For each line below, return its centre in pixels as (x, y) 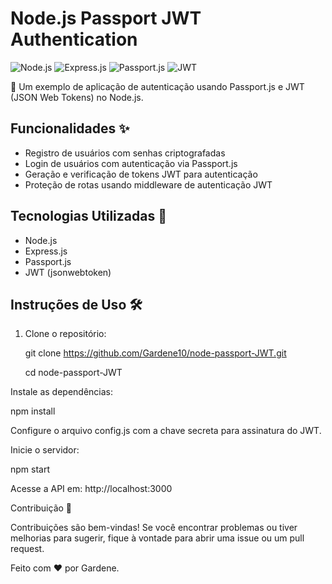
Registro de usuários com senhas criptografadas (125, 153)
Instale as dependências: (62, 392)
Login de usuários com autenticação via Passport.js (131, 163)
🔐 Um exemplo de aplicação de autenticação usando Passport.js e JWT (157, 86)
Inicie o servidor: (45, 450)
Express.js (46, 251)
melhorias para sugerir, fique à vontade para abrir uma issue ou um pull (157, 538)
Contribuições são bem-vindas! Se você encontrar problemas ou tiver (154, 528)
